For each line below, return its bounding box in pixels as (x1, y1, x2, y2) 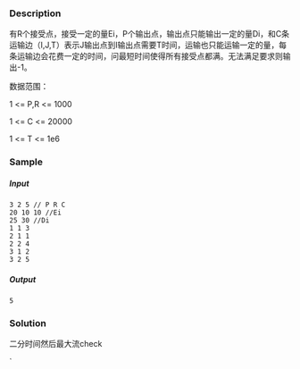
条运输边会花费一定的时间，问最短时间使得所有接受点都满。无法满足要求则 (9, 51, 283, 62)
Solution (9, 317, 47, 330)
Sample (9, 155, 43, 168)
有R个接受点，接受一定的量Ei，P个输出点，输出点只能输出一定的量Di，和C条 (9, 29, 290, 39)
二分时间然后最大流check (9, 339, 103, 349)
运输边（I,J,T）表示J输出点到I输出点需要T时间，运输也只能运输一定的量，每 (9, 39, 287, 51)
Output (9, 273, 37, 284)
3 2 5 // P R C (9, 200, 66, 210)
